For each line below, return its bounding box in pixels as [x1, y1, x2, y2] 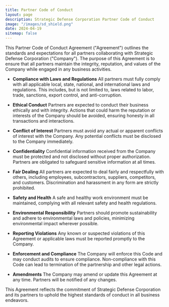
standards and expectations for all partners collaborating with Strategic [5, 50, 153, 56]
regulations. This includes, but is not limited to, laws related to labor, [12, 87, 154, 92]
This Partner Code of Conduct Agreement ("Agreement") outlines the [5, 45, 149, 50]
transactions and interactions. [12, 118, 75, 124]
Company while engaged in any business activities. [5, 66, 112, 72]
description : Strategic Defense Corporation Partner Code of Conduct [5, 17, 155, 22]
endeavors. [5, 297, 29, 303]
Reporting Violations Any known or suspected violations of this [12, 230, 145, 236]
